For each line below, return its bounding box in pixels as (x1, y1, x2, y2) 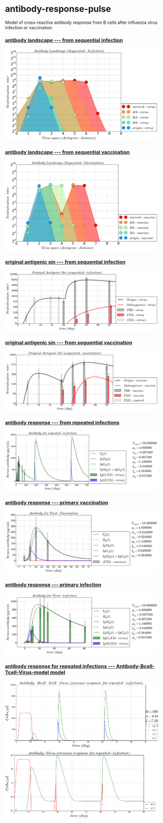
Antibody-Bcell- (116, 663, 155, 670)
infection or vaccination (5, 24, 52, 30)
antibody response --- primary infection (5, 582, 102, 588)
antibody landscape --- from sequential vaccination (5, 148, 130, 155)
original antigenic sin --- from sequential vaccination (5, 339, 132, 346)
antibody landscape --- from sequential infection (5, 37, 123, 43)
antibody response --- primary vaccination (5, 499, 108, 506)
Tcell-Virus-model (5, 669, 49, 676)
